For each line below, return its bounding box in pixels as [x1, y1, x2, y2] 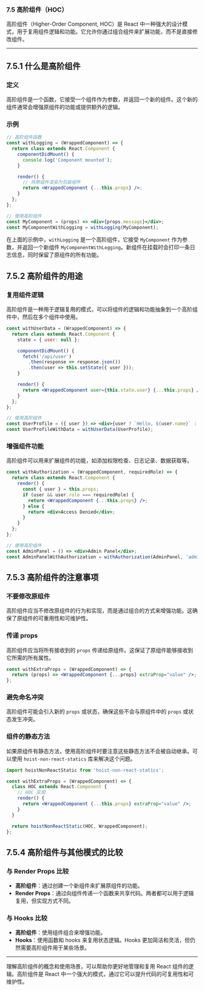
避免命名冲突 [6, 693, 44, 702]
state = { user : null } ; [17, 336, 80, 343]
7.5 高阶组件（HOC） [6, 5, 68, 13]
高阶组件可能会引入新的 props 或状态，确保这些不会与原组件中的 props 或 [6, 708, 189, 716]
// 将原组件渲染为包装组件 [22, 179, 81, 185]
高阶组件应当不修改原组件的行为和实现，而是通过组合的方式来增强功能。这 [6, 607, 192, 614]
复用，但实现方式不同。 [15, 897, 74, 904]
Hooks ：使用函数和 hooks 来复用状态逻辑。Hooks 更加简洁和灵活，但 [15, 937, 190, 944]
